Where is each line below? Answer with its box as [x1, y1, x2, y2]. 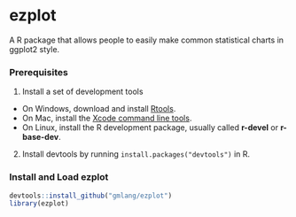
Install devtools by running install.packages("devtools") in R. [21, 149, 251, 159]
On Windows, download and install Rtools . [21, 104, 176, 114]
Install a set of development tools [21, 86, 144, 97]
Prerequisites [9, 66, 68, 78]
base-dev [21, 132, 59, 143]
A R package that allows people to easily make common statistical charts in [9, 35, 284, 45]
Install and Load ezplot [9, 171, 109, 183]
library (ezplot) [9, 199, 69, 208]
